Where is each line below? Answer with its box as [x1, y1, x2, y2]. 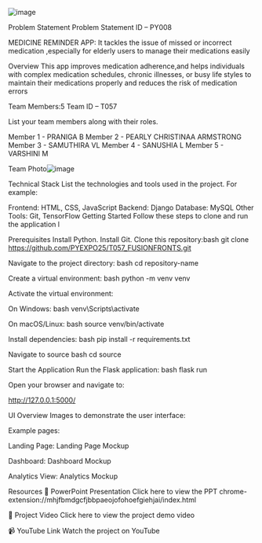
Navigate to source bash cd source [8, 350, 122, 359]
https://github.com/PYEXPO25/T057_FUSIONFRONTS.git [8, 244, 191, 252]
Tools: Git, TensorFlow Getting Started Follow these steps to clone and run [8, 211, 249, 220]
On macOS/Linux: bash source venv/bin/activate [8, 319, 165, 328]
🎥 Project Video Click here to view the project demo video [8, 511, 195, 519]
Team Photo [8, 164, 47, 173]
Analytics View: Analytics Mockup [8, 471, 118, 481]
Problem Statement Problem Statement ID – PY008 [8, 23, 173, 31]
